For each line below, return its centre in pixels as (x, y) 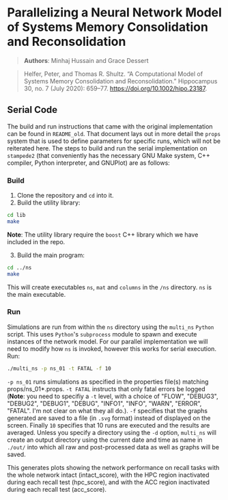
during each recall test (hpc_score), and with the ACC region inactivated (109, 482)
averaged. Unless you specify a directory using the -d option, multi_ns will (112, 432)
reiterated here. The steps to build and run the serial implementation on (107, 148)
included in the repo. (36, 241)
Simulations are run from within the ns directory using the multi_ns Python (111, 327)
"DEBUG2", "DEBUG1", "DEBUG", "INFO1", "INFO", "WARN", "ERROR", (104, 403)
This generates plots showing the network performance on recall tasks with (113, 467)
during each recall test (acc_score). (57, 489)
